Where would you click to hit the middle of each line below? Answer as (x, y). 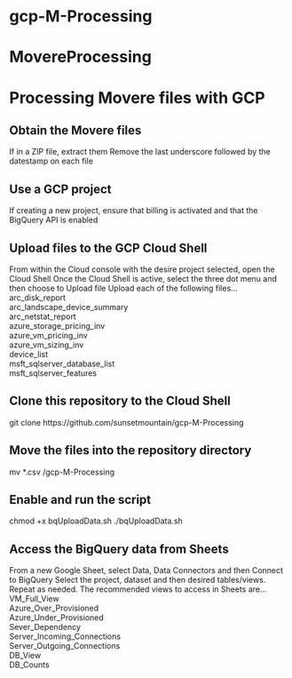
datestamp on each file (51, 161)
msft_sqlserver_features (53, 373)
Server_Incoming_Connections (65, 636)
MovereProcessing (81, 57)
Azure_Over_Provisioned (54, 608)
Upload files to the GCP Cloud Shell (108, 247)
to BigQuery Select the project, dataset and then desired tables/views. (138, 580)
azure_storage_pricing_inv (57, 326)
